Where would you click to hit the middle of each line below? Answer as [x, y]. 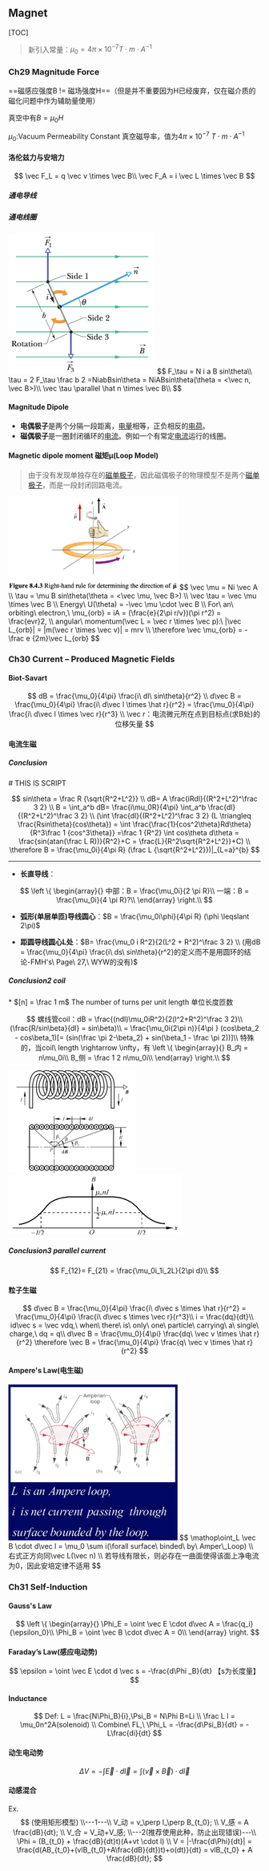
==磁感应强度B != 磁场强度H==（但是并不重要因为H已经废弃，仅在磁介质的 [132, 91]
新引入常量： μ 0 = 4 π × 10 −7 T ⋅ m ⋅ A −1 [90, 50]
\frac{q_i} [238, 1623]
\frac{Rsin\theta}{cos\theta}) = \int [74, 824]
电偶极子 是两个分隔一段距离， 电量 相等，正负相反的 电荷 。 [114, 426]
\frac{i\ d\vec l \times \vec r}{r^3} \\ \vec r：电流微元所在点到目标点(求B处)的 [134, 714]
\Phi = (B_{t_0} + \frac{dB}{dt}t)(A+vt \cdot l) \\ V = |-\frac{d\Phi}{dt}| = [134, 1841]
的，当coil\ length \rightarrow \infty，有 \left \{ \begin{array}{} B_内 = [134, 1047]
